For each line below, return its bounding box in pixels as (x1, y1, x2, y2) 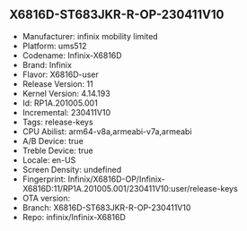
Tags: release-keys (22, 116, 93, 127)
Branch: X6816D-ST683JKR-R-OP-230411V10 (22, 201, 191, 213)
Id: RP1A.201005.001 (22, 98, 99, 108)
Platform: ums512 (22, 40, 87, 51)
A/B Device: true (22, 135, 84, 146)
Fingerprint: (22, 174, 66, 184)
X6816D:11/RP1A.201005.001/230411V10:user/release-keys (22, 183, 238, 193)
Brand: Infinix (22, 59, 72, 70)
